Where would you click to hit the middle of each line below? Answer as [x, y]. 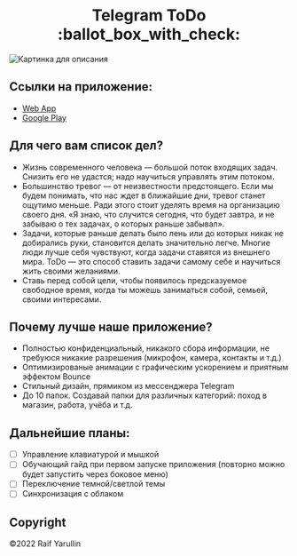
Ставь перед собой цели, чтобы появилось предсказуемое [134, 280]
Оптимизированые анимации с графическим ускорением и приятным [155, 367]
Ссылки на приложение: [81, 87]
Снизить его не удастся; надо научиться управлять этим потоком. [148, 176]
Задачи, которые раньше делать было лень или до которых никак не [152, 233]
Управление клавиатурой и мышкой [90, 455]
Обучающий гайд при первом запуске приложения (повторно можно [153, 465]
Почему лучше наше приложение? [111, 326]
